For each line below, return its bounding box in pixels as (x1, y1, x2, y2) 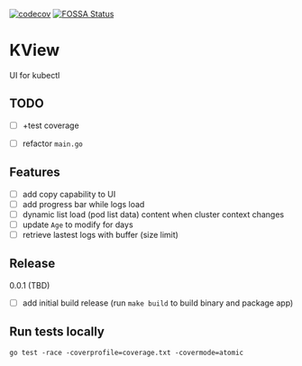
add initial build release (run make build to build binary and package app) (22, 297, 294, 308)
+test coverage (22, 120, 79, 131)
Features (9, 165, 60, 180)
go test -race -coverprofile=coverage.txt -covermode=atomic (9, 348, 244, 357)
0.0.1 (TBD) (9, 279, 50, 290)
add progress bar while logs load (22, 198, 145, 209)
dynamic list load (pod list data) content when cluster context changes (22, 208, 285, 220)
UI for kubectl (9, 69, 60, 80)
